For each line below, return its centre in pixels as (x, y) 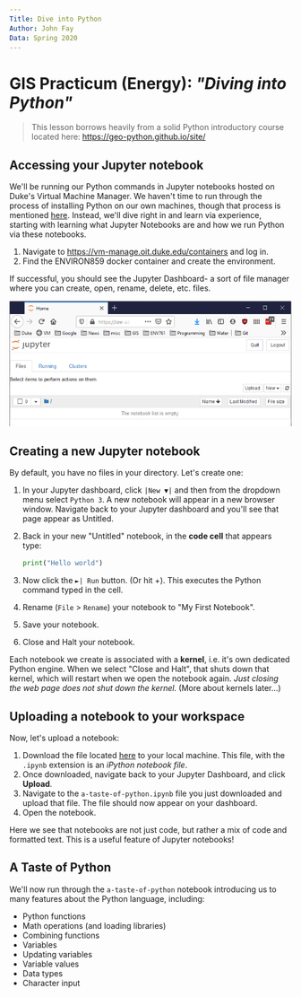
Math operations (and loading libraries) (94, 925)
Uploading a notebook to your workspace (127, 717)
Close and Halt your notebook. (79, 643)
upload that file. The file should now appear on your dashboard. (140, 803)
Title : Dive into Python (56, 19)
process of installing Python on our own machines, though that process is (145, 206)
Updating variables (57, 954)
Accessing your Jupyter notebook (107, 165)
